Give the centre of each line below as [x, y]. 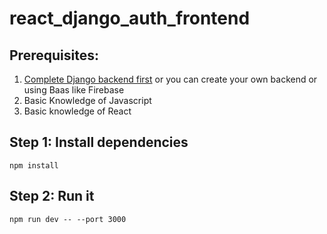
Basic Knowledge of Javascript [87, 100]
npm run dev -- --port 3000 [68, 219]
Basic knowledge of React [77, 111]
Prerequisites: [54, 55]
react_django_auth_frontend [130, 18]
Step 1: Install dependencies [99, 142]
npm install [34, 165]
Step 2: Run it [52, 196]
